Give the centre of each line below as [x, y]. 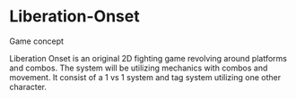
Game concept [37, 41]
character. [28, 87]
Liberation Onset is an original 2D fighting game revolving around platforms [148, 58]
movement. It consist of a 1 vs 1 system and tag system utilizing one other [145, 77]
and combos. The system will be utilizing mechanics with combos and [139, 68]
